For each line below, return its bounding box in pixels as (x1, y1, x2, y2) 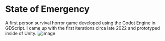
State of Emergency (5, 3, 90, 15)
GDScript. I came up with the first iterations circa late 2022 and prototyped (5, 25, 160, 31)
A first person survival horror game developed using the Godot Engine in (5, 20, 156, 26)
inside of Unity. (5, 30, 37, 36)
